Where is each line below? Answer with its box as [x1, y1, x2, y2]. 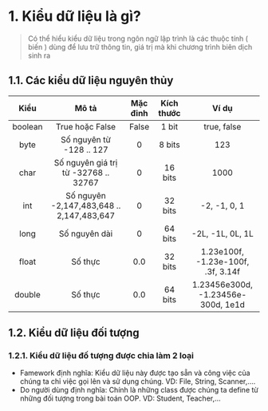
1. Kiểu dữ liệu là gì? [8, 7, 141, 26]
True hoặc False [55, 121, 116, 132]
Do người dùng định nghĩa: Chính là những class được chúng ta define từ [19, 385, 259, 395]
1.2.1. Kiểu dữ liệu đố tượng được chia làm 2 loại [8, 350, 194, 361]
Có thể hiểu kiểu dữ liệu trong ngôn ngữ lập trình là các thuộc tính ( [27, 34, 249, 43]
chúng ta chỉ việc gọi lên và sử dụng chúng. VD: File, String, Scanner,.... [19, 377, 256, 386]
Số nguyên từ [61, 134, 112, 145]
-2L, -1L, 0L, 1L [191, 228, 254, 239]
